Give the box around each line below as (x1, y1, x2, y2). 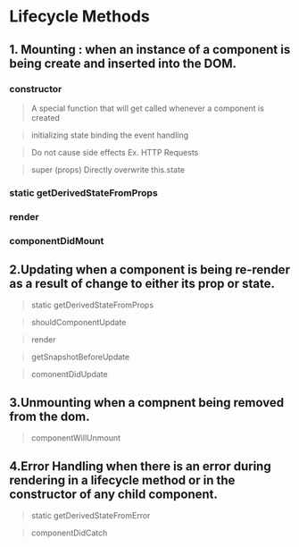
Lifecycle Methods (9, 6, 150, 27)
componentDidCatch (30, 527, 108, 538)
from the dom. (9, 408, 91, 424)
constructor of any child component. (9, 486, 219, 501)
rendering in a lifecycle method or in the (9, 472, 236, 488)
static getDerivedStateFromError (30, 510, 151, 521)
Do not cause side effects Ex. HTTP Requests (30, 147, 199, 157)
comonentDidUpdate (30, 369, 109, 380)
